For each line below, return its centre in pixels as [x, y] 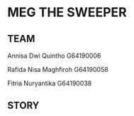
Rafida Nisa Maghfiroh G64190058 [58, 69]
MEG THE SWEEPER [67, 12]
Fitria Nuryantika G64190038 [50, 83]
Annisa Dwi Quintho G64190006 [54, 56]
